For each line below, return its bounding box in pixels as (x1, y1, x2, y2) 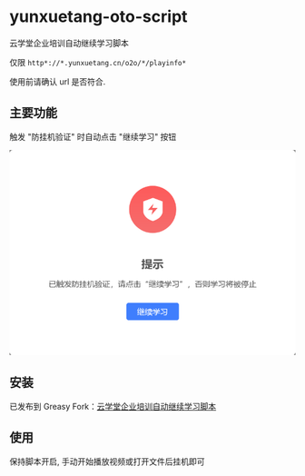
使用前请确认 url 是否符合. (9, 75, 106, 87)
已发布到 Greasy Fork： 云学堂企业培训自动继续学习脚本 (9, 401, 217, 412)
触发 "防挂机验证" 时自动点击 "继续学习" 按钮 (9, 131, 177, 142)
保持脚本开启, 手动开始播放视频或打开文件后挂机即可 (9, 456, 205, 467)
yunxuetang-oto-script (9, 6, 188, 27)
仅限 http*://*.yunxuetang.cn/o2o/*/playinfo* (9, 56, 187, 67)
